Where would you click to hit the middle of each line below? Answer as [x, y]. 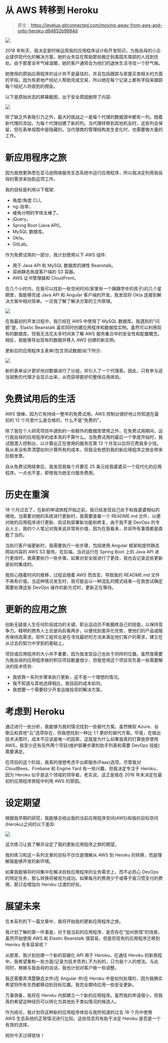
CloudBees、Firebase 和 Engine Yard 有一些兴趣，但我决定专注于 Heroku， [83, 768]
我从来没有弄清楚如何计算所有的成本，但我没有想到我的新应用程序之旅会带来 [84, 450]
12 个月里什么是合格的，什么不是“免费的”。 [59, 420]
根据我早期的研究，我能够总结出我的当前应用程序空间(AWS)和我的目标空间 [82, 818]
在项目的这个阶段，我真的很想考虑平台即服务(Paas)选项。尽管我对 [73, 762]
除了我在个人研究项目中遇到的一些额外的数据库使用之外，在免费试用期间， [82, 431]
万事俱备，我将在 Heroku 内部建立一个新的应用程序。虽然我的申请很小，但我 [84, 995]
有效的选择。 [18, 1024]
